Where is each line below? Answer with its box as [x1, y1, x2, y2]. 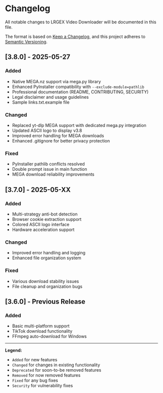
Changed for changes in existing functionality [12, 362, 100, 368]
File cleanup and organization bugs [12, 283, 82, 289]
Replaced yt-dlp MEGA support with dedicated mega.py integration [12, 122, 147, 128]
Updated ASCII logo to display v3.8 [12, 127, 82, 133]
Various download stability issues [12, 278, 79, 284]
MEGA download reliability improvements [12, 171, 95, 178]
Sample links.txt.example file [12, 99, 70, 105]
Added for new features [12, 357, 57, 363]
